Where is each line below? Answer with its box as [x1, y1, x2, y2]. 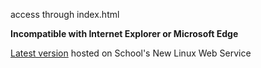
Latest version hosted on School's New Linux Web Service [10, 47, 252, 59]
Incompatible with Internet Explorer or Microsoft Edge [10, 28, 239, 39]
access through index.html [10, 9, 120, 20]
